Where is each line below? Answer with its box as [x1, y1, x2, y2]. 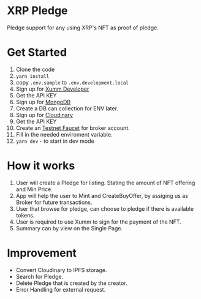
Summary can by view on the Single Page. [15, 224, 123, 232]
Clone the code [15, 66, 55, 73]
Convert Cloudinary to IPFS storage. [15, 266, 107, 273]
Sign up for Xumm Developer [15, 85, 89, 93]
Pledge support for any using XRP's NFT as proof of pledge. [7, 24, 159, 31]
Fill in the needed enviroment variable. [15, 131, 113, 138]
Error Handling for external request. [15, 286, 106, 293]
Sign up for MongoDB [15, 98, 71, 105]
